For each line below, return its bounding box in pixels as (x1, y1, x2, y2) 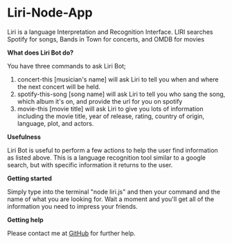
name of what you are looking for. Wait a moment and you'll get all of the (7, 195, 215, 203)
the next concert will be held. (17, 82, 100, 91)
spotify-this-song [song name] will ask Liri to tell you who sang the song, (17, 90, 226, 98)
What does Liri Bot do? (7, 48, 74, 57)
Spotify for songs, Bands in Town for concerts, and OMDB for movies (7, 35, 205, 43)
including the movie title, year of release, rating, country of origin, (17, 112, 205, 120)
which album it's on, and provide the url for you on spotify (17, 97, 183, 105)
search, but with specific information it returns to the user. (7, 160, 173, 169)
